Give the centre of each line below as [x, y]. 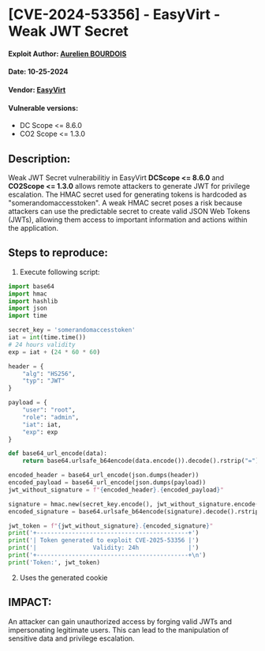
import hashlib [33, 301]
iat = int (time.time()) [47, 337]
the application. [34, 228]
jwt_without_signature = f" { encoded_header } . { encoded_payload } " [116, 490]
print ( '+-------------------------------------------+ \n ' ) [107, 555]
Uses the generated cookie [63, 578]
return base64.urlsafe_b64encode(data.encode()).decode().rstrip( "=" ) [141, 461]
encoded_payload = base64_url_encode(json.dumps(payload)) [107, 483]
